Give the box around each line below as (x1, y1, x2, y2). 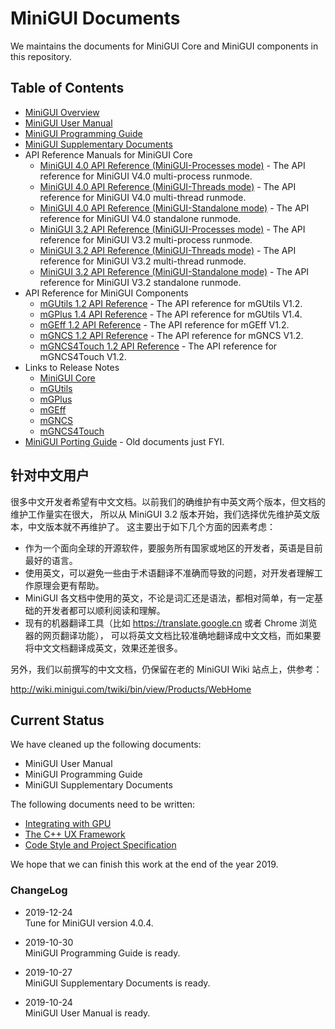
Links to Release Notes (24, 361, 120, 373)
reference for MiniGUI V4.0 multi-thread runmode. (39, 191, 247, 203)
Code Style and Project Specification (24, 839, 177, 851)
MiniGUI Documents (10, 7, 181, 30)
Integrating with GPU (24, 818, 112, 830)
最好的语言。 (24, 554, 78, 566)
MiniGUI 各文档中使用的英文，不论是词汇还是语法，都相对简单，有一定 (24, 592, 315, 604)
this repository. (10, 50, 73, 62)
